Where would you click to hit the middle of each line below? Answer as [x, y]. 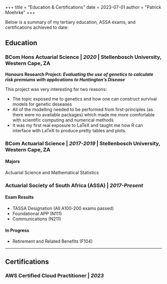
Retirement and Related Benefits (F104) [52, 241]
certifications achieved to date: [37, 27]
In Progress [17, 230]
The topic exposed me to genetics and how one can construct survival [84, 98]
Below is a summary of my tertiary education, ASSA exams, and [70, 22]
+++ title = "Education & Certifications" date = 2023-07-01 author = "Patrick [83, 7]
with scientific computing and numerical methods [63, 120]
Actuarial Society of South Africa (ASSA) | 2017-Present [74, 185]
